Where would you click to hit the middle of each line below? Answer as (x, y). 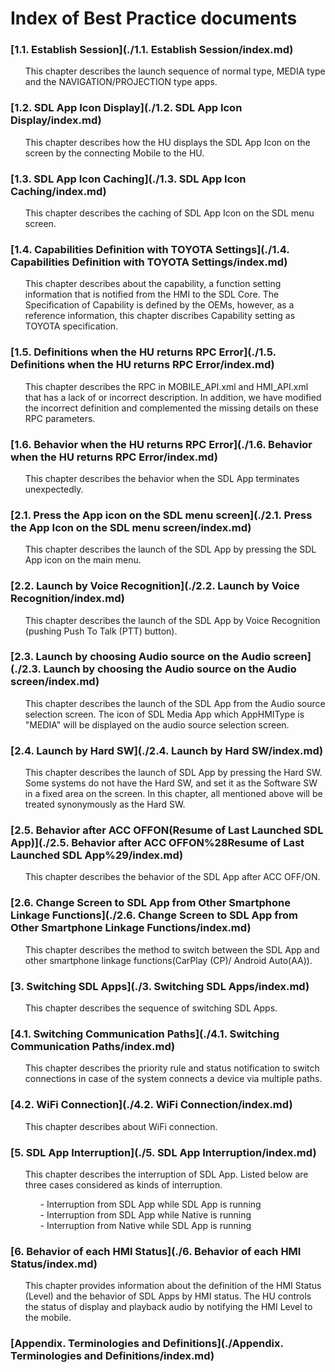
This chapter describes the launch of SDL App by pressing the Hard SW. (173, 773)
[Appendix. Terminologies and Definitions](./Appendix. (147, 1344)
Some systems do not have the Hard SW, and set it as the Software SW (171, 783)
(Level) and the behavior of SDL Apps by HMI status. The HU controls (168, 1296)
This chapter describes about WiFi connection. (121, 1126)
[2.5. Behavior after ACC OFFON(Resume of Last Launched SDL (167, 830)
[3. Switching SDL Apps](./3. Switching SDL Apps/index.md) (160, 986)
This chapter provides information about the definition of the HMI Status (173, 1286)
